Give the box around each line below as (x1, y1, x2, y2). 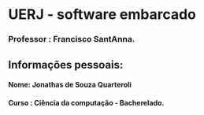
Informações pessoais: (8, 57, 124, 72)
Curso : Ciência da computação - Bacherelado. (8, 98, 165, 107)
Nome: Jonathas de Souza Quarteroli (8, 80, 132, 90)
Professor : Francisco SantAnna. (8, 34, 135, 45)
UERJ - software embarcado (8, 6, 197, 24)
